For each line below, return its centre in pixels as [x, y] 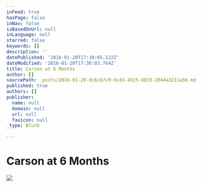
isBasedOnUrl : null [31, 29]
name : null [26, 103]
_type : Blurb [23, 126]
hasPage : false [26, 18]
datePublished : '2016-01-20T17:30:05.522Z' [63, 57]
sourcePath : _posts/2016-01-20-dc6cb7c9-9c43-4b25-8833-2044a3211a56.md [101, 80]
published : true [27, 86]
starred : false [26, 40]
